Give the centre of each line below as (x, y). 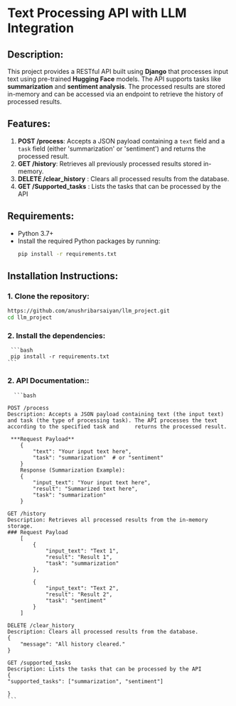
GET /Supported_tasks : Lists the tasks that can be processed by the (119, 186)
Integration (41, 28)
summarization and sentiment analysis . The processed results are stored (116, 86)
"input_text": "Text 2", (82, 588)
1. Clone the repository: (49, 296)
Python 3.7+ (36, 233)
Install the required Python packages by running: (89, 241)
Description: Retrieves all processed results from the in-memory (108, 520)
